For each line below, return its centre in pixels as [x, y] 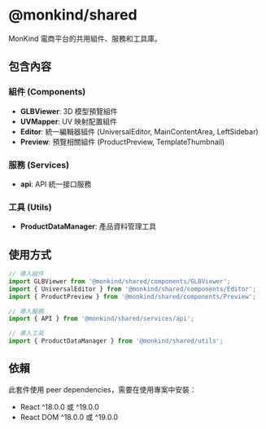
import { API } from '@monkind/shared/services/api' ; [102, 319]
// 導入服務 [26, 311]
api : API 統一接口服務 [56, 184]
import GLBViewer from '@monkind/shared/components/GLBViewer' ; [120, 281]
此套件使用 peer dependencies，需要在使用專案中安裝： [102, 389]
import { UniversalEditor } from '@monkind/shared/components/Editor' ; [132, 289]
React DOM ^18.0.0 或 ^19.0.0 [69, 417]
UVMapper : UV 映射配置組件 [69, 121]
